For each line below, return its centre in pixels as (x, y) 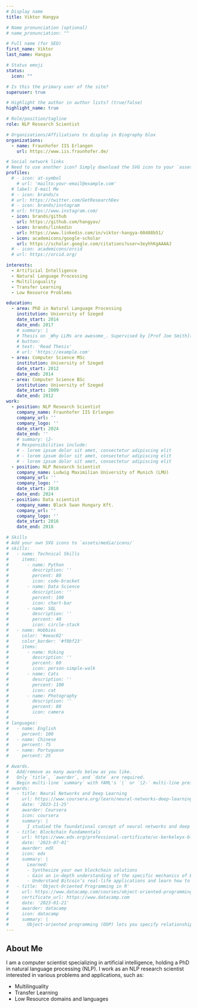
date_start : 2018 (38, 489)
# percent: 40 (34, 619)
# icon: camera (35, 712)
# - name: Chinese (31, 739)
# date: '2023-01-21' (38, 903)
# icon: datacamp (33, 913)
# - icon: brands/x (35, 194)
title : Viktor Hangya (33, 17)
